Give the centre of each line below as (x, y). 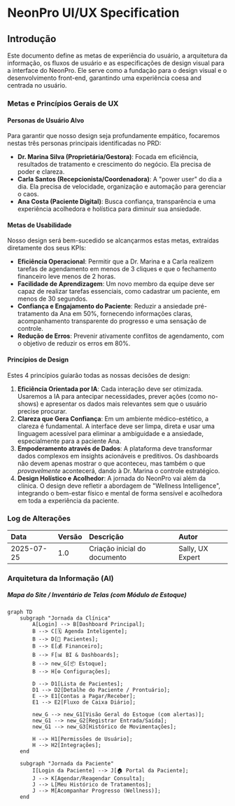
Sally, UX (193, 548)
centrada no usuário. (37, 85)
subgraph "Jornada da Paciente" (67, 763)
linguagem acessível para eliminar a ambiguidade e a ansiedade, (111, 433)
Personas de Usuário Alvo (46, 120)
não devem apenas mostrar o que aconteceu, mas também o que (112, 463)
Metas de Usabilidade (40, 225)
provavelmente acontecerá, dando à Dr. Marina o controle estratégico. (119, 470)
